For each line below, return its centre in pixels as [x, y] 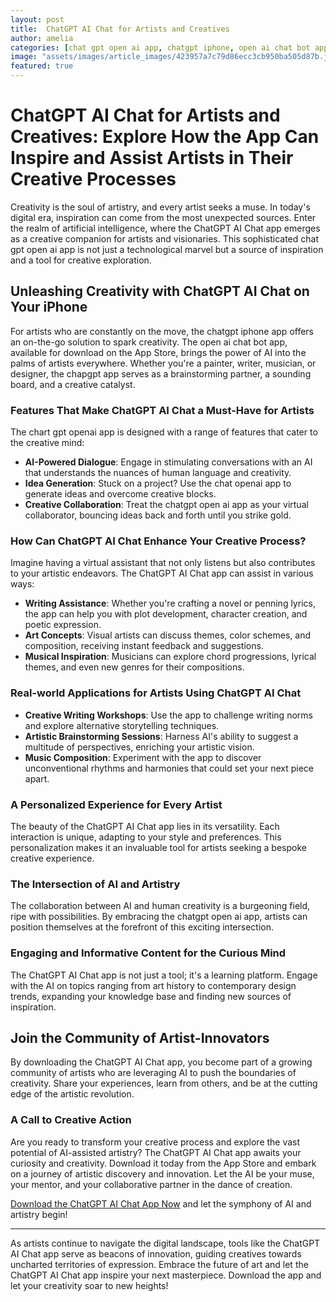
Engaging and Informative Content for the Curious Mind [148, 953]
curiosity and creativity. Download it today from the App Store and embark [163, 1163]
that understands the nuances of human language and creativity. [158, 473]
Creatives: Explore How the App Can [165, 137]
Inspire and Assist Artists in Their [152, 158]
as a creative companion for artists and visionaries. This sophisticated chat [164, 238]
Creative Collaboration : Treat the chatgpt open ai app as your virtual [166, 505]
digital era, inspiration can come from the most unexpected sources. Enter [163, 217]
